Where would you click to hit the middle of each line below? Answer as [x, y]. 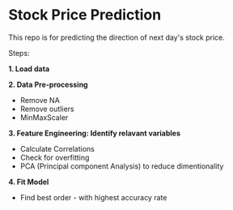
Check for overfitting [55, 157]
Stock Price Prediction [85, 15]
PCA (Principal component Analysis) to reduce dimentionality [122, 166]
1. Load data [29, 69]
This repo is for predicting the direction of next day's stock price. [116, 37]
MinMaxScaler [44, 117]
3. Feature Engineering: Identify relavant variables [94, 133]
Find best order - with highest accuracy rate [93, 197]
